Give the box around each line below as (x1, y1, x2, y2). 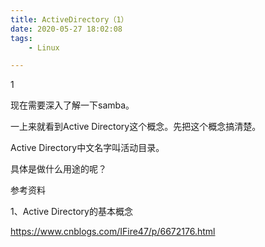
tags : (10, 33, 33, 43)
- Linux (28, 42, 60, 53)
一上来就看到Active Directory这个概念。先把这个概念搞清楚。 (10, 121, 262, 133)
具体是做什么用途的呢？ (10, 163, 107, 175)
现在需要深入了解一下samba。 (10, 99, 135, 111)
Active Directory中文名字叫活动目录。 (10, 142, 165, 154)
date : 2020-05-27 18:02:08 (10, 24, 123, 34)
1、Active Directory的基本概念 (10, 206, 133, 218)
